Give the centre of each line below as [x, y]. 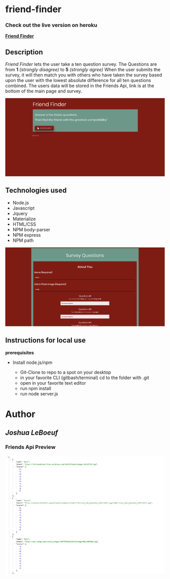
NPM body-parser [31, 229]
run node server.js [39, 394]
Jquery [20, 213]
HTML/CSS [24, 224]
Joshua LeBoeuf [32, 433]
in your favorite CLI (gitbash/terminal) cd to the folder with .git [84, 378]
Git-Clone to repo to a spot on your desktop [66, 372]
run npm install [36, 388]
